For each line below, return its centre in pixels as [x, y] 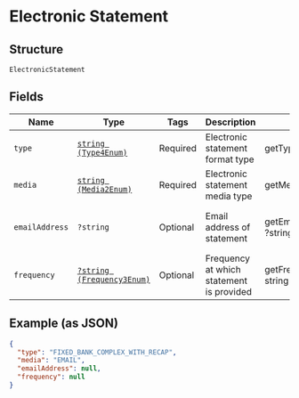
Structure [36, 49]
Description [230, 122]
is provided [228, 291]
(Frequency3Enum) [114, 279]
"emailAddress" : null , [59, 369]
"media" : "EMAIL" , [52, 361]
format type [230, 159]
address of [228, 227]
